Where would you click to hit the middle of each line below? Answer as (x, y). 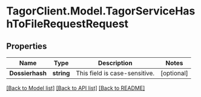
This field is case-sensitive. (115, 73)
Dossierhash (28, 73)
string (61, 73)
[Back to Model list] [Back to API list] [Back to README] (76, 88)
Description (115, 63)
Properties (27, 46)
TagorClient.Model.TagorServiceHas (101, 11)
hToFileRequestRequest (68, 24)
